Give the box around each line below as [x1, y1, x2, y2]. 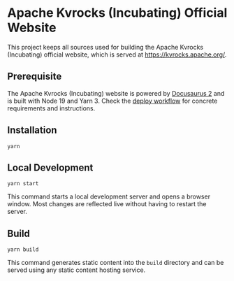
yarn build [7, 246, 39, 253]
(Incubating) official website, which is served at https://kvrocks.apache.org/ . [7, 50, 227, 59]
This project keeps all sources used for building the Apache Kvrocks [7, 43, 204, 51]
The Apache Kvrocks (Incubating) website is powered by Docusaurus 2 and [7, 89, 225, 97]
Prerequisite [7, 71, 62, 82]
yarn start [7, 180, 39, 187]
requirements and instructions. [7, 103, 96, 113]
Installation [7, 124, 57, 136]
